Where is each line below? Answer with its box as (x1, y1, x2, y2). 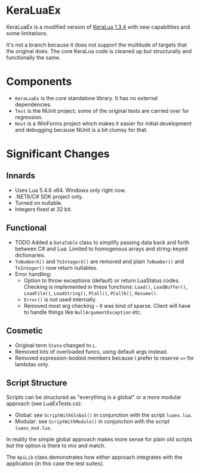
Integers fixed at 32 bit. (14, 205, 73, 212)
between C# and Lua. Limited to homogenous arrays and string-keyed (14, 245, 188, 252)
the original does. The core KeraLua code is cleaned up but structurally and (6, 47, 192, 54)
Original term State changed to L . (14, 341, 97, 349)
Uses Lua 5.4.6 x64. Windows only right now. (14, 186, 127, 194)
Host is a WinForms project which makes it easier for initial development (14, 120, 192, 127)
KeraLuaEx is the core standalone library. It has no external (14, 94, 158, 101)
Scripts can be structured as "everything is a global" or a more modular (6, 394, 182, 401)
